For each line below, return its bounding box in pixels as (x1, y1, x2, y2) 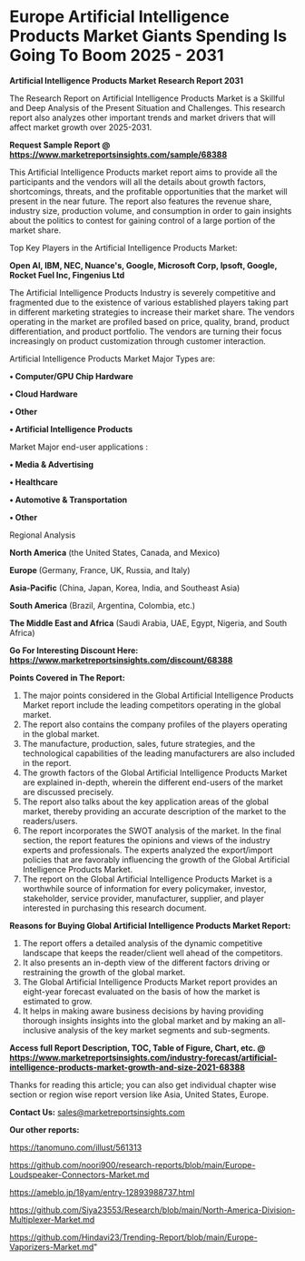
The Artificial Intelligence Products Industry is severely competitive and (9, 287, 276, 298)
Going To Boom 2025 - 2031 (9, 45, 224, 66)
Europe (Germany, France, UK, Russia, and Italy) (9, 564, 191, 575)
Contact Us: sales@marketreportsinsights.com (9, 1106, 186, 1117)
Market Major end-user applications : (9, 441, 148, 452)
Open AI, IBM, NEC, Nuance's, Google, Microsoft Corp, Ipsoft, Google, (9, 259, 278, 270)
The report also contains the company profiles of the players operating (22, 719, 288, 730)
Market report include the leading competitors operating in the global (22, 699, 281, 711)
